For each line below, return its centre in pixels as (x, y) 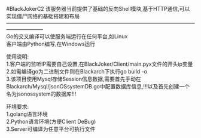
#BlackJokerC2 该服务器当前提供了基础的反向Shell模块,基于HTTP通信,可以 (98, 9)
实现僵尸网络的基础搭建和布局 (43, 16)
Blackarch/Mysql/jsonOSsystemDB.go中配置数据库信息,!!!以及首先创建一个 (98, 86)
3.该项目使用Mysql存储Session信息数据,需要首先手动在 (74, 79)
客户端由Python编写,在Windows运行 (51, 44)
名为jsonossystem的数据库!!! (41, 94)
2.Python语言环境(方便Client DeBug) (51, 122)
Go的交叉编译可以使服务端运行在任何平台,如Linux (67, 36)
